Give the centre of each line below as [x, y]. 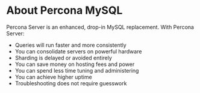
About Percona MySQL [64, 10]
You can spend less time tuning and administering [77, 70]
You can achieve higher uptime [53, 77]
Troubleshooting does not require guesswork [71, 83]
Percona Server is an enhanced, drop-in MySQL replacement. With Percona [100, 27]
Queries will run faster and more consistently [70, 45]
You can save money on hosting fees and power [75, 64]
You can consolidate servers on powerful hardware [78, 51]
